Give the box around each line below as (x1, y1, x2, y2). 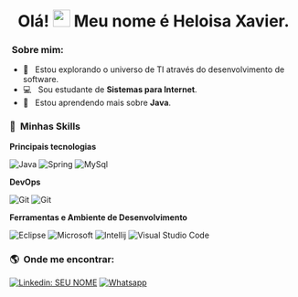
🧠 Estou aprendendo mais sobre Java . (22, 97, 172, 109)
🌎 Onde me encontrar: (9, 252, 115, 265)
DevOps (9, 176, 41, 187)
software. (22, 74, 59, 85)
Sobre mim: (11, 44, 64, 57)
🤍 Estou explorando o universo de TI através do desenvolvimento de (22, 64, 285, 75)
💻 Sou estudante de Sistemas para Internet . (22, 84, 198, 95)
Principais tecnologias (9, 141, 97, 152)
